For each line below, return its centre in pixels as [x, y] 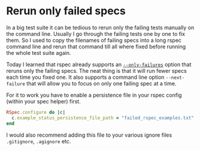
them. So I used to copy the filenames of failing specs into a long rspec [94, 40]
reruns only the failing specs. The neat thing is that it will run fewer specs [96, 70]
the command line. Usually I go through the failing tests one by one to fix [96, 33]
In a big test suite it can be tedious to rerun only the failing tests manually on [100, 27]
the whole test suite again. [39, 53]
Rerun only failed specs [66, 11]
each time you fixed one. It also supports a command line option [85, 77]
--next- [175, 78]
